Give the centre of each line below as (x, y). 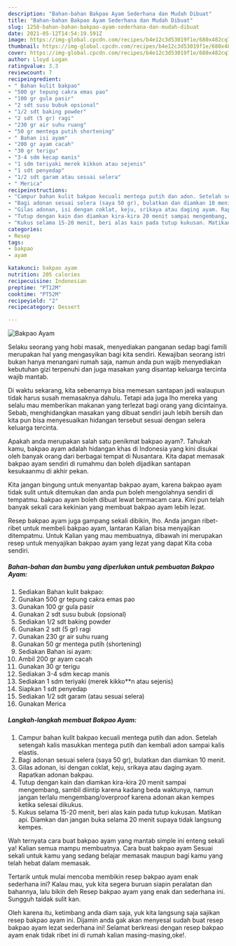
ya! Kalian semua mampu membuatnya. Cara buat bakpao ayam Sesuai (110, 848)
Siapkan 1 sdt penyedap (53, 689)
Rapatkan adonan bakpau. (56, 775)
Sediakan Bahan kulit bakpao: (61, 592)
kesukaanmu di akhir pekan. (49, 471)
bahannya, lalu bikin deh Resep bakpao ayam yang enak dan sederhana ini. (117, 892)
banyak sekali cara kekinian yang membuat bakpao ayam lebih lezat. (107, 507)
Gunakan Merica (42, 704)
